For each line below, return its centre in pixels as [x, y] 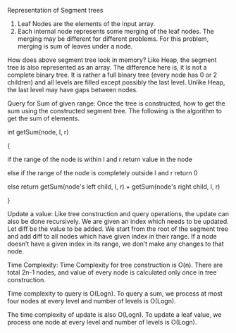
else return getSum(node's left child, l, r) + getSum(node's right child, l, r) [114, 187]
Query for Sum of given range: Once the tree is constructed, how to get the [116, 103]
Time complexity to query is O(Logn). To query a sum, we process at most [115, 294]
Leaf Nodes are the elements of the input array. [86, 24]
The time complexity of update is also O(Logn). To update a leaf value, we [114, 315]
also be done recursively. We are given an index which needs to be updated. [118, 221]
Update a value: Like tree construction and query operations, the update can [118, 214]
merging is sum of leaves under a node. [75, 46]
